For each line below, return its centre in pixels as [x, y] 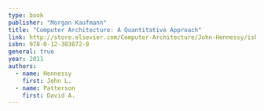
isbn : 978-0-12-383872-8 [49, 45]
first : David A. [49, 95]
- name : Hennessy [44, 73]
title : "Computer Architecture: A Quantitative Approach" [105, 30]
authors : [22, 66]
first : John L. [47, 81]
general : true [31, 52]
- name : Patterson [46, 88]
